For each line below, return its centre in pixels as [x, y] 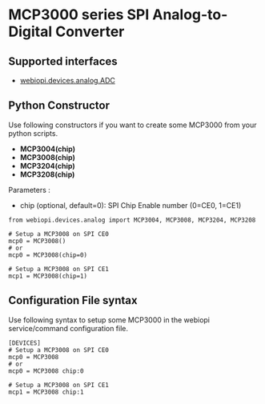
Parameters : [29, 190]
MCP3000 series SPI [79, 15]
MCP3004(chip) [48, 149]
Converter [90, 32]
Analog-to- [190, 15]
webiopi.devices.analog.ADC [68, 80]
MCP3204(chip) [47, 166]
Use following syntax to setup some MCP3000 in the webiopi [109, 320]
